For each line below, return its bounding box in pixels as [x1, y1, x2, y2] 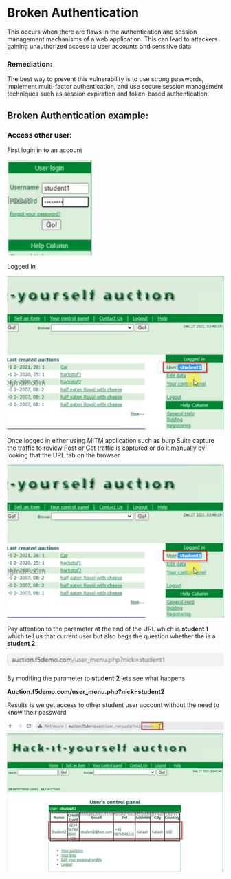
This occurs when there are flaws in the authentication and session [7, 28, 197, 36]
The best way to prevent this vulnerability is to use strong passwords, [7, 75, 204, 83]
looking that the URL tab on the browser [7, 451, 120, 459]
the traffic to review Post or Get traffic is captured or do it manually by [7, 444, 206, 452]
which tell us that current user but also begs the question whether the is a [7, 632, 216, 640]
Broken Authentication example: [7, 109, 149, 121]
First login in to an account [7, 146, 82, 154]
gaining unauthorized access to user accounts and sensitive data [7, 42, 192, 50]
